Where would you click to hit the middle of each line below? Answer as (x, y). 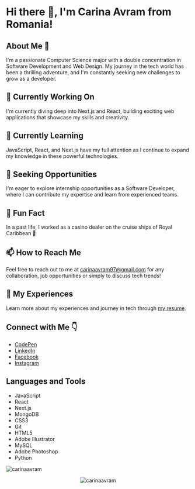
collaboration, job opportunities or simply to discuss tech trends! (83, 276)
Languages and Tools (46, 382)
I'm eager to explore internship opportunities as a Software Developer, (90, 188)
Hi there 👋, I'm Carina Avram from (89, 12)
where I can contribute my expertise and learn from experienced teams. (93, 195)
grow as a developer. (31, 79)
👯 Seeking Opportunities (52, 175)
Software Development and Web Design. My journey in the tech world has (95, 66)
